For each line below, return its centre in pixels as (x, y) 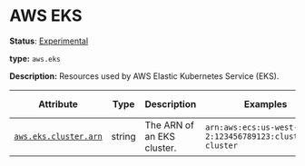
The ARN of (170, 125)
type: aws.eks (35, 58)
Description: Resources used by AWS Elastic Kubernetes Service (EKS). (144, 76)
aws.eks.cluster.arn (58, 136)
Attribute (59, 103)
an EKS (160, 136)
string (123, 136)
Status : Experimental (49, 41)
